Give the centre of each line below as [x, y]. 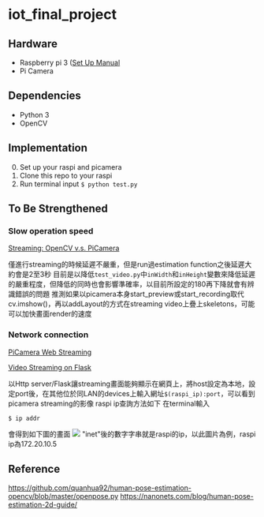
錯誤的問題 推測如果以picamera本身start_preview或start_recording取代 [129, 294]
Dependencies [45, 96]
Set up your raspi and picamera [71, 167]
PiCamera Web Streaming [50, 352]
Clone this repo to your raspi [66, 175]
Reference [34, 469]
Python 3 [34, 114]
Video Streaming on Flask [50, 367]
